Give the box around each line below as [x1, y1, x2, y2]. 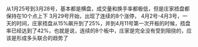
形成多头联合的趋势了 [16, 35, 69, 41]
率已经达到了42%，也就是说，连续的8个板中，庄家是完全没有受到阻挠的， [6, 27, 187, 34]
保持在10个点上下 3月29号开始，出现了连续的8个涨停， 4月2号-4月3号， [6, 12, 183, 19]
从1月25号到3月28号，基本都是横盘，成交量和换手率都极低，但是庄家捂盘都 [6, 5, 190, 12]
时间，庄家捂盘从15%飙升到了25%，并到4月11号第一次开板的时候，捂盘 [16, 20, 191, 26]
